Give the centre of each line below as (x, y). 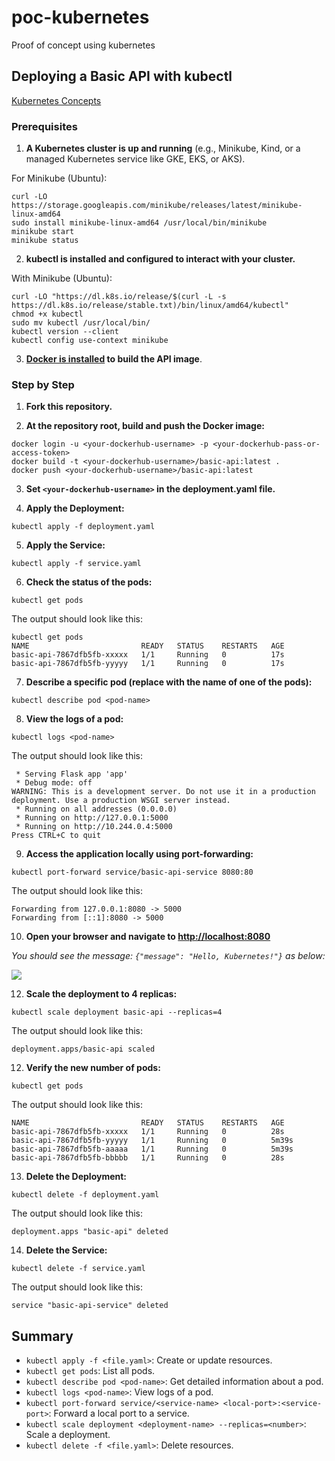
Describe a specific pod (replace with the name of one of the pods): (169, 682)
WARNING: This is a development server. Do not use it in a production (163, 792)
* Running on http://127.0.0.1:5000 (92, 818)
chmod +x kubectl (47, 314)
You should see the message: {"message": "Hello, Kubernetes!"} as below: (168, 956)
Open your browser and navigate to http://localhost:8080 (148, 937)
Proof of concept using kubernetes (83, 45)
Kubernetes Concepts (56, 100)
